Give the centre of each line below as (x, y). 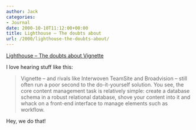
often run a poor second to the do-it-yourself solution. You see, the (102, 85)
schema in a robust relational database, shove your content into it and (105, 97)
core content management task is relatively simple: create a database (105, 91)
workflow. (32, 110)
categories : (21, 17)
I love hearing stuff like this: (40, 67)
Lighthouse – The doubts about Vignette (55, 56)
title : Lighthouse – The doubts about (54, 34)
